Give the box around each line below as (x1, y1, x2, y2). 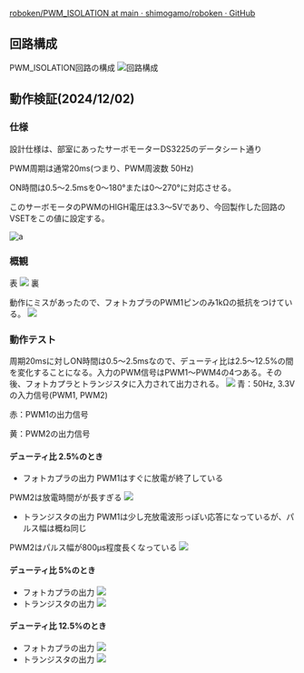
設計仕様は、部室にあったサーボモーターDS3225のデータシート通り (9, 143, 263, 154)
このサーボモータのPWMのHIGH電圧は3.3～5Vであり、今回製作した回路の (9, 201, 286, 212)
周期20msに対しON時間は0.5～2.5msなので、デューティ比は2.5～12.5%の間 (9, 356, 294, 367)
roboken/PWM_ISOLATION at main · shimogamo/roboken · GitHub (9, 8, 256, 18)
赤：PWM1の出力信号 (9, 409, 89, 420)
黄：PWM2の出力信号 (9, 428, 91, 439)
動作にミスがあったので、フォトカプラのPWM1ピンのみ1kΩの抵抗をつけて (9, 296, 285, 307)
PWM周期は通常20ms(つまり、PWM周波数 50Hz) (9, 163, 194, 174)
